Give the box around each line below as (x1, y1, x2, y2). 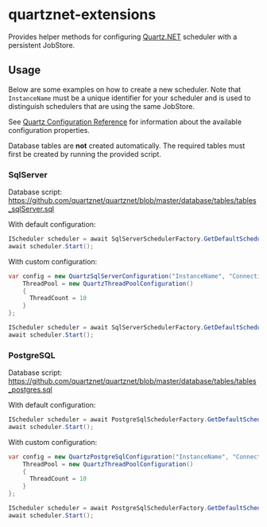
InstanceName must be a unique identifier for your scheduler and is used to (8, 93, 251, 103)
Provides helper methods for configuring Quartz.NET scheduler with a (8, 32, 238, 41)
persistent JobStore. (8, 40, 75, 49)
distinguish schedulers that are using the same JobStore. (8, 101, 195, 111)
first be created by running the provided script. (8, 149, 161, 158)
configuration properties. (8, 125, 90, 135)
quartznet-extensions (8, 6, 157, 24)
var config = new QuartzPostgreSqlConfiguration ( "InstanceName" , (8, 452, 229, 461)
